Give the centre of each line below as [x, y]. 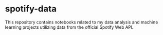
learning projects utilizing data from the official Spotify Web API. [69, 27]
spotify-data [31, 9]
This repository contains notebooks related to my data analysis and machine [81, 22]
